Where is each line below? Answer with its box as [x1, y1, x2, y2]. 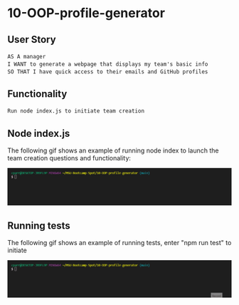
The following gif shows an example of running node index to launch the [7, 146, 219, 155]
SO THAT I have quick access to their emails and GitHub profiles [7, 68, 208, 76]
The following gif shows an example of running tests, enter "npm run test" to [7, 239, 232, 247]
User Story [7, 33, 56, 46]
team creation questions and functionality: [7, 154, 132, 162]
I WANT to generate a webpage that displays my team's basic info [7, 61, 208, 68]
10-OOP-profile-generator [7, 5, 166, 21]
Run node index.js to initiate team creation [7, 108, 144, 115]
